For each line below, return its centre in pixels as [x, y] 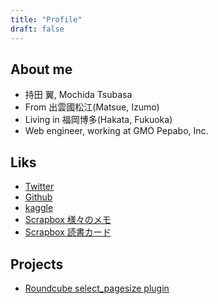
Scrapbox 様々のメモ [68, 220]
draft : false [37, 29]
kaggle [39, 208]
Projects [37, 264]
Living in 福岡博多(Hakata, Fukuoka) [98, 120]
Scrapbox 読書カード [68, 232]
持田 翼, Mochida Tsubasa [78, 95]
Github [38, 197]
